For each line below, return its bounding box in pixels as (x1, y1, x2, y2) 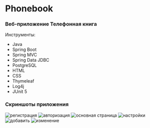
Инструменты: (5, 32, 36, 38)
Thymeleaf (12, 78, 35, 84)
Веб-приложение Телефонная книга (5, 21, 97, 28)
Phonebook (5, 3, 53, 14)
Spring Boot (12, 46, 37, 52)
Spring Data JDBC (12, 57, 49, 63)
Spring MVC (12, 52, 37, 58)
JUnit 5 (12, 88, 27, 94)
